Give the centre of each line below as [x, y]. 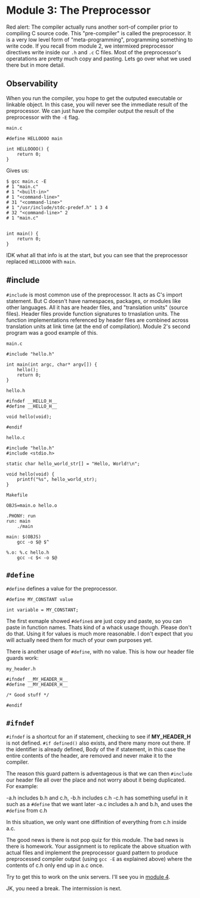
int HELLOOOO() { [28, 149]
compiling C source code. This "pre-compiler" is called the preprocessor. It [99, 33]
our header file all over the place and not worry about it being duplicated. [96, 780]
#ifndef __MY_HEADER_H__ [37, 680]
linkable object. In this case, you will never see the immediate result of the [97, 104]
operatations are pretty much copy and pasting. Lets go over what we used [99, 58]
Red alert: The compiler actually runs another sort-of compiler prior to [92, 27]
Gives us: [18, 170]
